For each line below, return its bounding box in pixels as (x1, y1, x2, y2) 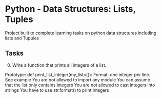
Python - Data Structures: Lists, (5, 3, 136, 15)
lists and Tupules (5, 35, 39, 41)
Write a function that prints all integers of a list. (12, 62, 106, 68)
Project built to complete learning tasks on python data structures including (5, 30, 157, 36)
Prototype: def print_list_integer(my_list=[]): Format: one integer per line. (5, 72, 150, 78)
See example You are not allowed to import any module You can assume (5, 77, 150, 82)
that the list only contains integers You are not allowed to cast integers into (5, 82, 155, 88)
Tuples (5, 14, 33, 25)
